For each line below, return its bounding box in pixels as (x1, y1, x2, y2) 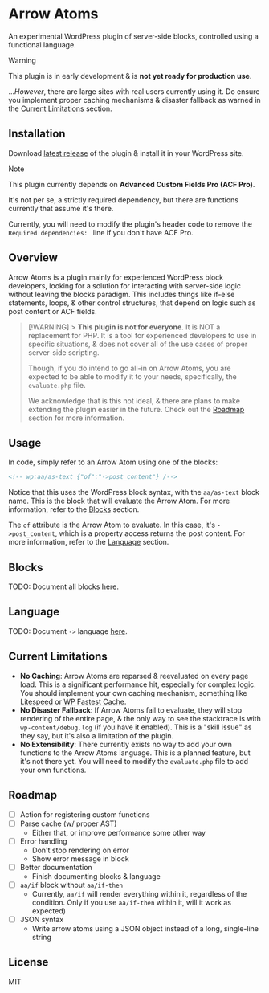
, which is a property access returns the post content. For (55, 529, 245, 538)
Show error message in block (31, 853, 130, 864)
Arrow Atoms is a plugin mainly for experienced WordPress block (8, 272, 224, 282)
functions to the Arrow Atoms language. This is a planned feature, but (19, 748, 251, 758)
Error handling (19, 836, 67, 846)
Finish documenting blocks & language (31, 871, 161, 881)
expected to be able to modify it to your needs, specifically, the (27, 371, 237, 382)
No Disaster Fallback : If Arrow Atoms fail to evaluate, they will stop (19, 705, 243, 715)
